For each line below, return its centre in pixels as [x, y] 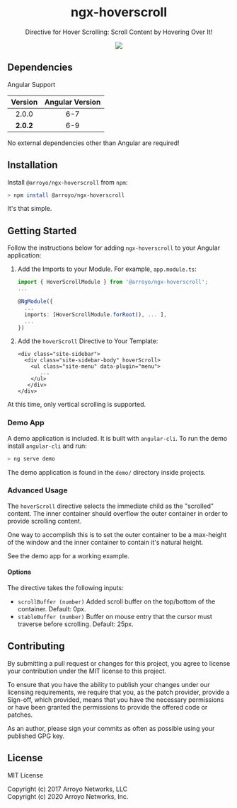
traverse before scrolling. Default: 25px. [75, 624]
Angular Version [73, 102]
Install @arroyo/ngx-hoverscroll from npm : [68, 182]
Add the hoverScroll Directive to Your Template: [88, 341]
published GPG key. [36, 736]
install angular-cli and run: [47, 446]
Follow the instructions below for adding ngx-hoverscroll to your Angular [114, 248]
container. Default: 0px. [52, 609]
